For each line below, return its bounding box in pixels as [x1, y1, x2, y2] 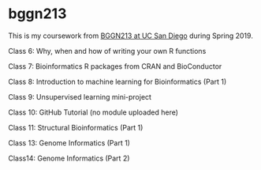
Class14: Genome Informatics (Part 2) [8, 153, 130, 163]
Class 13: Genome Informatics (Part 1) [8, 138, 130, 147]
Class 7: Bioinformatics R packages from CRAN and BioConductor [8, 61, 222, 71]
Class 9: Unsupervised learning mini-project [8, 92, 152, 101]
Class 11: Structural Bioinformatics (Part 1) [8, 123, 144, 132]
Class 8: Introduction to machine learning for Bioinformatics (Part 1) [8, 77, 227, 86]
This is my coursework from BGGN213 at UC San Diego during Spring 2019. [8, 31, 254, 40]
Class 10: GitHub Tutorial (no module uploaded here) [8, 108, 179, 117]
